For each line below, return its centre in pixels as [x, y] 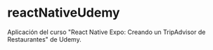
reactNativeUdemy [64, 13]
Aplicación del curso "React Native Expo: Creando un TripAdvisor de [106, 32]
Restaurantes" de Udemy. [45, 39]
